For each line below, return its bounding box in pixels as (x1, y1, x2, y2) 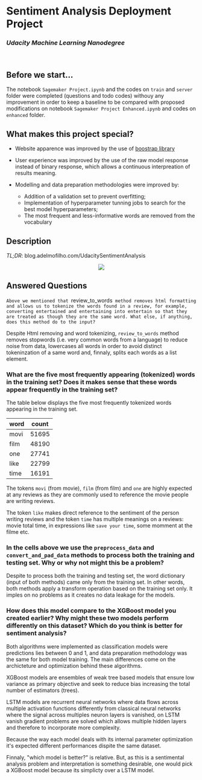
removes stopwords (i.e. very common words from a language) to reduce (6, 336, 188, 343)
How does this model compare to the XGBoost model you (6, 606, 177, 615)
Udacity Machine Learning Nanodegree (6, 39, 125, 47)
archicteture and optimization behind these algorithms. (6, 662, 142, 669)
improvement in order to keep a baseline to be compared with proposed (6, 98, 185, 106)
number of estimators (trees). (6, 686, 80, 694)
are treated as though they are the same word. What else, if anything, (6, 314, 193, 320)
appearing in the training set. (6, 405, 78, 413)
